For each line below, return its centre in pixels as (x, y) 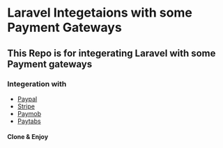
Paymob (29, 113)
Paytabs (29, 121)
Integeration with (37, 83)
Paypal (27, 99)
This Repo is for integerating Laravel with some (111, 53)
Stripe (26, 106)
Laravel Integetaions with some (100, 13)
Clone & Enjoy (28, 137)
